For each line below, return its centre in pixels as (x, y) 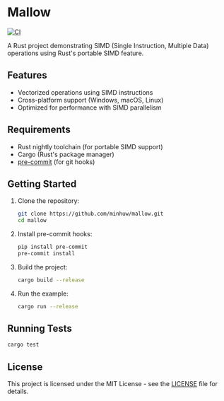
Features (27, 75)
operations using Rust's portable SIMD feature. (76, 53)
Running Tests (40, 329)
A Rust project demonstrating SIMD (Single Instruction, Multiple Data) (108, 45)
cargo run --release (48, 306)
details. (18, 391)
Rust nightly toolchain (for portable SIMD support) (90, 146)
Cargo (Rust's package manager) (66, 154)
